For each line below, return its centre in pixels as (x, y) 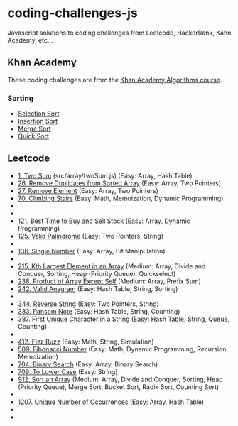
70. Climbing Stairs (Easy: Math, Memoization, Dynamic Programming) (120, 198)
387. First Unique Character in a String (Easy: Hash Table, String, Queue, (124, 319)
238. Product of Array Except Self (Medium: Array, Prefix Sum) (109, 281)
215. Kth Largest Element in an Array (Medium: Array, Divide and (112, 266)
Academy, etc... (30, 40)
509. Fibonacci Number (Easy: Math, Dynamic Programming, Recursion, (123, 349)
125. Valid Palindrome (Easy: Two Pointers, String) (91, 236)
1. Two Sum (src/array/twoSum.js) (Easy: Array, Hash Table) (105, 175)
